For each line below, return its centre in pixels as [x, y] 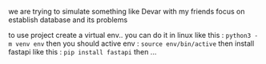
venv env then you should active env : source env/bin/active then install [135, 43]
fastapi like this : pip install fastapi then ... [83, 52]
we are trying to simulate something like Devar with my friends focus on [127, 11]
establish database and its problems [68, 20]
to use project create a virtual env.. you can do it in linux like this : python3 [130, 35]
